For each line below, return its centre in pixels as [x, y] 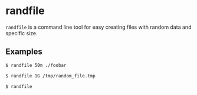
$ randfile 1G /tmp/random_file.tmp [50, 76]
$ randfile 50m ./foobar [36, 65]
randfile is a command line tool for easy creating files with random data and [98, 27]
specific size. [22, 33]
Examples [24, 52]
